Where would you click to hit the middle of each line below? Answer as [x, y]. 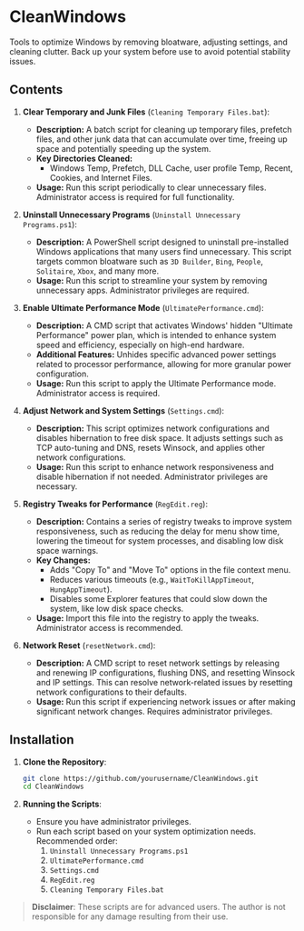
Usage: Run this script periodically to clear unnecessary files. [151, 187]
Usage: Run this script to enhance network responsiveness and [155, 466]
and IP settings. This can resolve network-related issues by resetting [164, 682]
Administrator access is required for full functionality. [135, 196]
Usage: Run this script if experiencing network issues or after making [166, 701]
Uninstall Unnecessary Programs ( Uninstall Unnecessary [131, 215]
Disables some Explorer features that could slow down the [158, 598]
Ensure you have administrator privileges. [114, 822]
